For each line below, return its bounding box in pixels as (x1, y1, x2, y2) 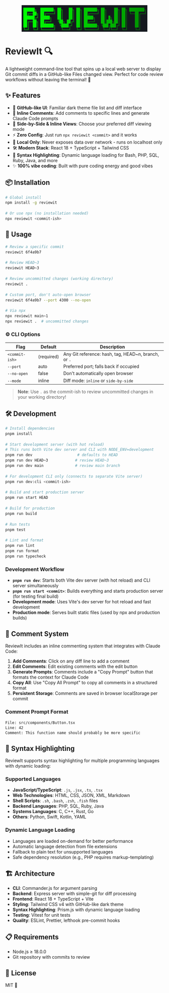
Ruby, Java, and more (12, 157, 58, 163)
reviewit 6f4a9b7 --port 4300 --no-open (5, 298, 92, 303)
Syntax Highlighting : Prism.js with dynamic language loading (12, 907, 140, 913)
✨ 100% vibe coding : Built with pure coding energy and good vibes (12, 163, 153, 169)
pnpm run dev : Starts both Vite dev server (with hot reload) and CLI (12, 577, 151, 583)
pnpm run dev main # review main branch (5, 463, 121, 468)
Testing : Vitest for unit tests (12, 912, 70, 918)
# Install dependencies (5, 425, 55, 431)
